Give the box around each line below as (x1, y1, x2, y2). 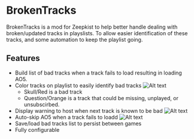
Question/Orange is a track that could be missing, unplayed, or (23, 94, 178, 101)
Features (6, 53, 40, 63)
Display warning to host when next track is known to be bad (14, 107, 163, 114)
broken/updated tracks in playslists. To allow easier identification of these (6, 29, 188, 36)
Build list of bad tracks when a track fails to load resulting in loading (14, 69, 183, 76)
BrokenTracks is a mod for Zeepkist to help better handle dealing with (6, 23, 178, 30)
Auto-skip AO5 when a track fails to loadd (14, 113, 118, 121)
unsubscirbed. (23, 101, 60, 108)
